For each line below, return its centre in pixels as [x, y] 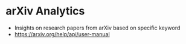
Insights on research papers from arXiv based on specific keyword [97, 28]
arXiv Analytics [45, 11]
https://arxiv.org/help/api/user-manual [62, 34]
